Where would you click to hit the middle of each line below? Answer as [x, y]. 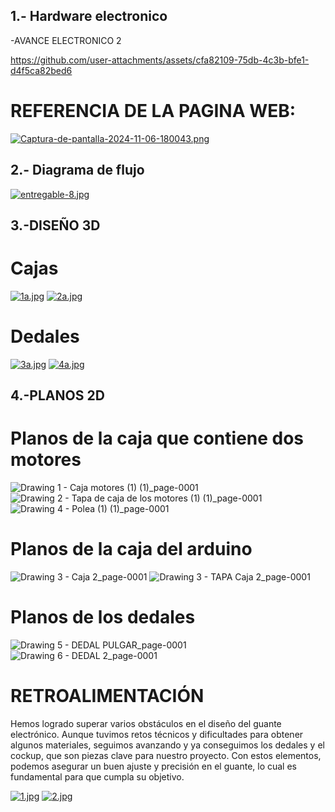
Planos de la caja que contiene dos [157, 438]
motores [46, 460]
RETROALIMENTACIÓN [107, 696]
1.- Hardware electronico [89, 16]
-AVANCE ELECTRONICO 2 [66, 40]
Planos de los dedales [103, 617]
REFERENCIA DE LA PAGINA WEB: [153, 111]
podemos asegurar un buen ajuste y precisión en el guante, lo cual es [154, 766]
